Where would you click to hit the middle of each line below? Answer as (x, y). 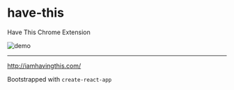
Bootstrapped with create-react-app (60, 79)
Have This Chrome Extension (49, 32)
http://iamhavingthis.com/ (44, 66)
